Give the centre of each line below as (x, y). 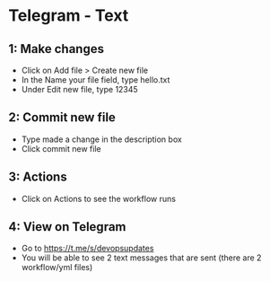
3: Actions (38, 177)
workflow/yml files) (57, 268)
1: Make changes (57, 49)
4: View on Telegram (67, 227)
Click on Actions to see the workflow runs (99, 198)
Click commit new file (61, 148)
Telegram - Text (69, 16)
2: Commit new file (62, 118)
